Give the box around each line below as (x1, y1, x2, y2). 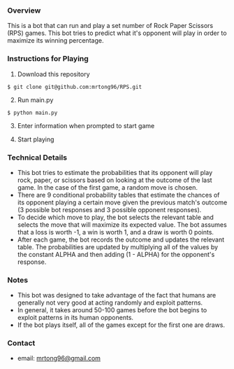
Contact (7, 338, 36, 348)
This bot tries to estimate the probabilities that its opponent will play (17, 168, 213, 176)
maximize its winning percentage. (7, 36, 104, 45)
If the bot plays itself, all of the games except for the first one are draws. (17, 321, 226, 329)
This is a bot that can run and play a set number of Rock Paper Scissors (7, 22, 214, 30)
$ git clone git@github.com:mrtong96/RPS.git (7, 83, 142, 90)
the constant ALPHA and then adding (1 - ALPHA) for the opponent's (17, 250, 215, 258)
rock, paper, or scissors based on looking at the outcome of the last (17, 176, 212, 184)
